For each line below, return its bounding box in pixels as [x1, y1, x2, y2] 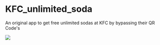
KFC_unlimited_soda [5, 3, 93, 15]
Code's [5, 25, 20, 31]
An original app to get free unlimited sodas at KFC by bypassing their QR [5, 20, 155, 26]
